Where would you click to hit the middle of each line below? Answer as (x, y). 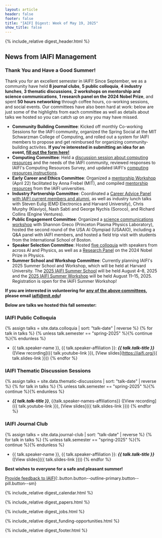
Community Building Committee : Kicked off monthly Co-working (77, 126)
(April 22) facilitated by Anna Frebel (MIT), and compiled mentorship (80, 183)
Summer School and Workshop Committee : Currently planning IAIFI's (82, 261)
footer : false (19, 18)
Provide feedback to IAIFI (30, 478)
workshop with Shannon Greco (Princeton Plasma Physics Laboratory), (83, 224)
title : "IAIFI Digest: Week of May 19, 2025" (52, 23)
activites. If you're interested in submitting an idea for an (87, 147)
